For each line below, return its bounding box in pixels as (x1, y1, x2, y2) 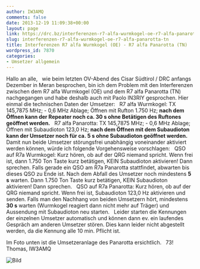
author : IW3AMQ (6, 8, 44, 15)
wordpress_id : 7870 (6, 48, 55, 54)
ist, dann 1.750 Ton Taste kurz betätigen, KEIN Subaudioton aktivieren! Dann (6, 157, 193, 165)
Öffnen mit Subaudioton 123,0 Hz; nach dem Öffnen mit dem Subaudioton (6, 126, 190, 133)
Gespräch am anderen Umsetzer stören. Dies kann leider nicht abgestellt (6, 221, 185, 228)
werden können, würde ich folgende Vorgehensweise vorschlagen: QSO (6, 144, 186, 152)
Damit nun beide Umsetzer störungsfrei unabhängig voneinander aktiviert (6, 138, 187, 146)
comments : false (6, 14, 46, 20)
